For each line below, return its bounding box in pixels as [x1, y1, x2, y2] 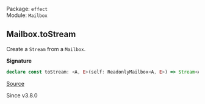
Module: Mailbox [6, 12, 48, 19]
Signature [6, 57, 32, 64]
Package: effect [6, 5, 48, 12]
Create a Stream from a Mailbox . [6, 45, 86, 52]
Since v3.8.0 [6, 91, 38, 99]
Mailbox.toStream [6, 29, 76, 40]
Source [6, 80, 24, 87]
